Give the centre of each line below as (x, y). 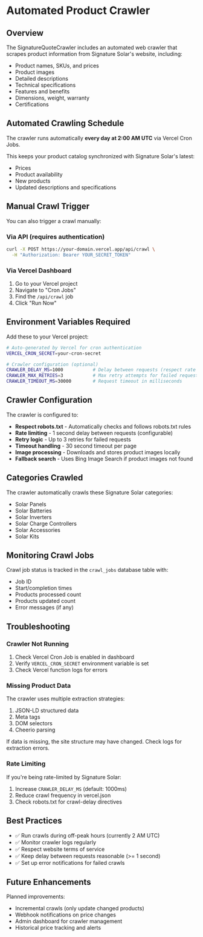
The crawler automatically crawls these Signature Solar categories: (90, 492)
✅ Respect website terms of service (60, 849)
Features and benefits (42, 91)
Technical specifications (45, 85)
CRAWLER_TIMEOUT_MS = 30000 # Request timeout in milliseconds (94, 381)
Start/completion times (43, 588)
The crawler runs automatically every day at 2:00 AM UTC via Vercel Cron (99, 138)
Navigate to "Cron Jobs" (46, 290)
